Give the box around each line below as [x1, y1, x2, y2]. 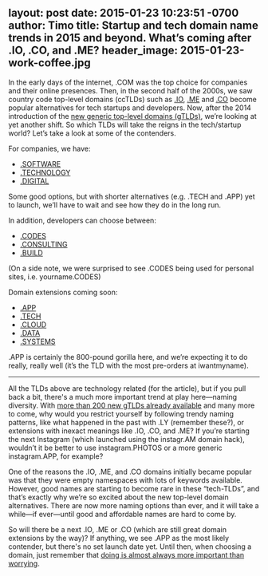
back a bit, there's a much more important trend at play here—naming [8, 392, 238, 401]
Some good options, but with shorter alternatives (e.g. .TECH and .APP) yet [8, 191, 255, 201]
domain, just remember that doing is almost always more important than [8, 550, 245, 559]
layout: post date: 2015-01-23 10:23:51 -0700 [8, 6, 239, 20]
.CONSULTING [19, 239, 68, 249]
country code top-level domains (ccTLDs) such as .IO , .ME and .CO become [8, 94, 258, 104]
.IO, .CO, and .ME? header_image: [8, 44, 178, 57]
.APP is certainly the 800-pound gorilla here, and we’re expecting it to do [8, 352, 248, 361]
